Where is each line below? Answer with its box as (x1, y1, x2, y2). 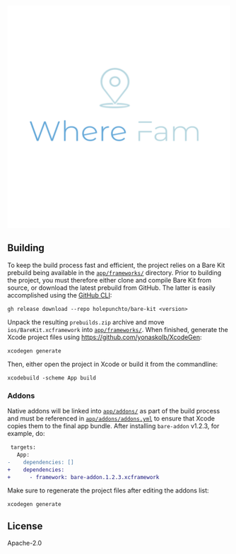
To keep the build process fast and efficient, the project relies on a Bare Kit (7, 261, 225, 269)
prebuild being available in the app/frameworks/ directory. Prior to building (7, 268, 222, 277)
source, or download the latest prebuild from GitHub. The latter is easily (7, 283, 216, 292)
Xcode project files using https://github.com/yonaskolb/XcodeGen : (7, 333, 203, 341)
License (7, 520, 43, 532)
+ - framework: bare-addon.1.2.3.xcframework (7, 473, 160, 481)
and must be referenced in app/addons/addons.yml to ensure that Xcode (7, 414, 216, 423)
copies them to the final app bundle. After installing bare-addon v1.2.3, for (7, 422, 220, 430)
